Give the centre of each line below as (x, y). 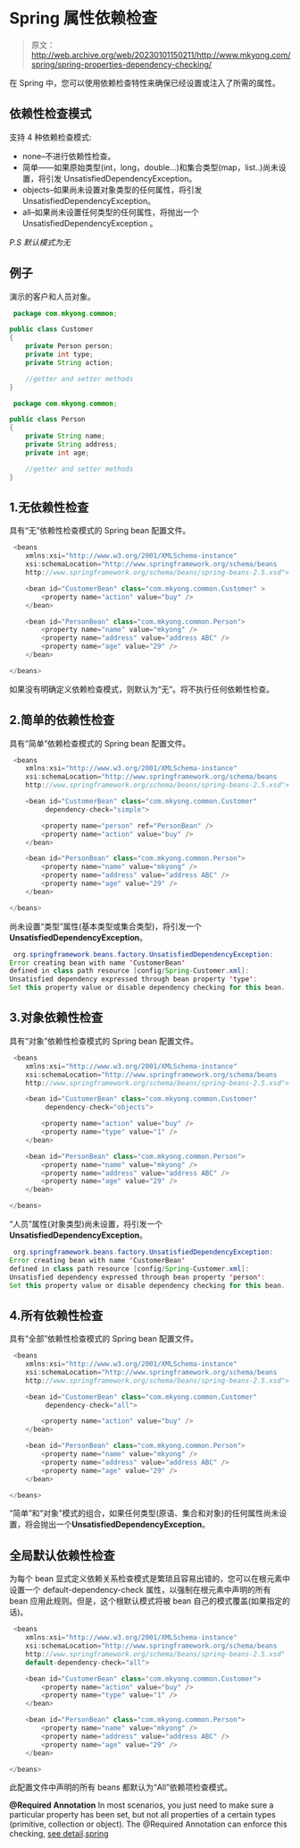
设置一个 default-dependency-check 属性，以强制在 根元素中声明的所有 (140, 1590)
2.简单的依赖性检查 (62, 720)
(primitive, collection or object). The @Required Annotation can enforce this (148, 1824)
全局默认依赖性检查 (62, 1555)
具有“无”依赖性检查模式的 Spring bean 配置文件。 (100, 531)
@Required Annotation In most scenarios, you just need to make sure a (142, 1805)
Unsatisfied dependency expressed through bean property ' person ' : (137, 1277)
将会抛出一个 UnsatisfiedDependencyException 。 (117, 1524)
